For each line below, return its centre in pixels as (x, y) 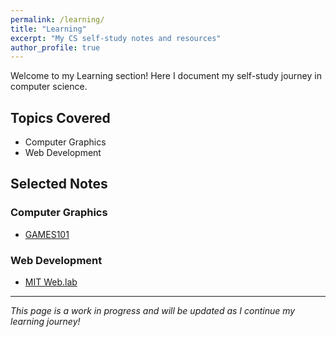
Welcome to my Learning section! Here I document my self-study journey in (166, 76)
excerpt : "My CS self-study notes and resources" (116, 38)
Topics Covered (60, 117)
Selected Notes (59, 184)
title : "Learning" (48, 29)
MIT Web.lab (51, 282)
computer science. (49, 87)
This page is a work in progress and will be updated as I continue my (153, 311)
